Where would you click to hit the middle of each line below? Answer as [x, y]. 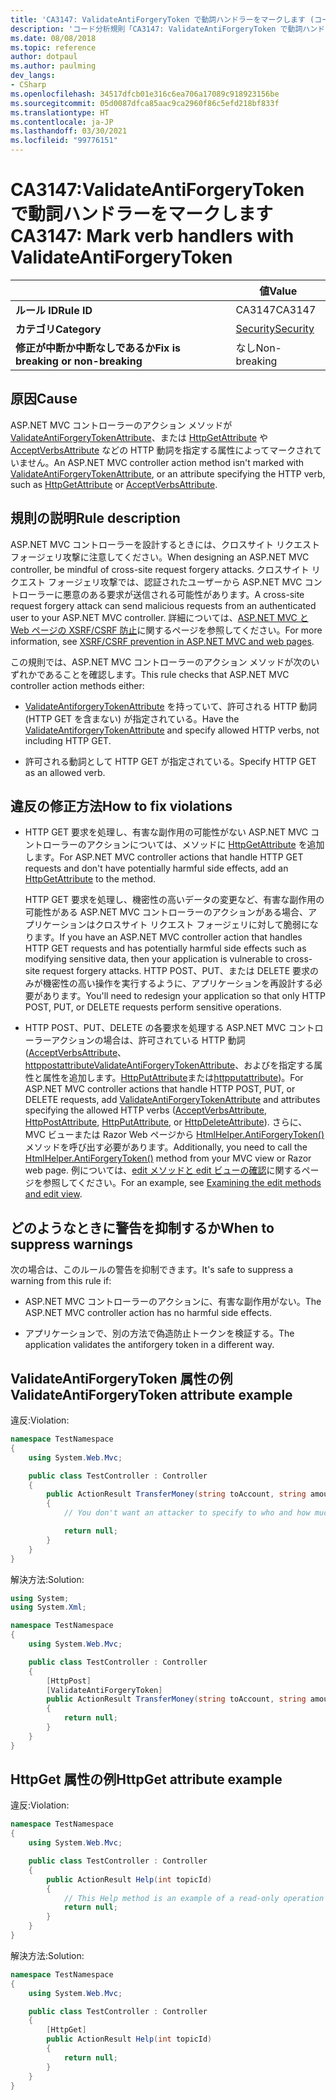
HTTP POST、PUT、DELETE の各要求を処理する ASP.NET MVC [155, 1028]
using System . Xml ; [48, 1607]
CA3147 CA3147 [276, 309]
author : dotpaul [44, 57]
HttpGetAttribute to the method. [90, 879]
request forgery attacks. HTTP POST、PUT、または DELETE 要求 [176, 971]
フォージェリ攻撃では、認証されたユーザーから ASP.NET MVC [175, 582]
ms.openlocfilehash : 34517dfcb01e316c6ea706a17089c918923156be [145, 94]
